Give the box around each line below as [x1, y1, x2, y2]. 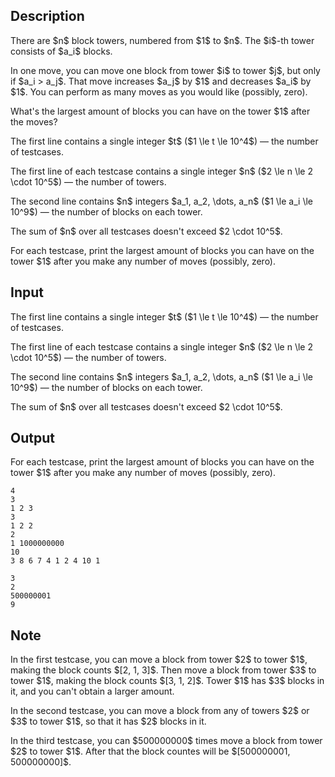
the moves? [10, 115, 58, 128]
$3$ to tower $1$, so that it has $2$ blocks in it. [10, 715, 207, 728]
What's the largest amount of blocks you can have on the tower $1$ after [10, 105, 311, 117]
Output [10, 430, 55, 447]
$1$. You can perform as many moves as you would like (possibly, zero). [10, 85, 308, 98]
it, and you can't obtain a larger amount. [10, 685, 175, 698]
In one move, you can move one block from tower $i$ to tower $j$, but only [10, 64, 321, 76]
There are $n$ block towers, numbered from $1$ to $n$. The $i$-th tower [10, 34, 315, 46]
